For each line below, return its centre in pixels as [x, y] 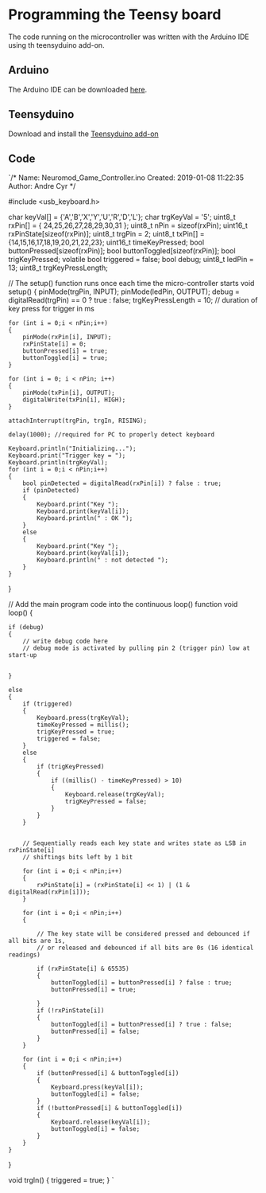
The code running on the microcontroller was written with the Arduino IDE [129, 37]
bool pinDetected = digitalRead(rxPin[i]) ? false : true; [122, 483]
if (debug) [26, 628]
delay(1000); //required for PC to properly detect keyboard [112, 435]
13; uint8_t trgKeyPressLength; [58, 268]
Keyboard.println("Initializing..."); [72, 449]
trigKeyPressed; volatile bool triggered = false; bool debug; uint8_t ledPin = [131, 260]
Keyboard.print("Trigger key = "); [67, 456]
